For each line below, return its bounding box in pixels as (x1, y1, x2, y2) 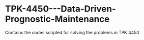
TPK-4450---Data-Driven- (5, 3, 116, 14)
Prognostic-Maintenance (5, 13, 110, 25)
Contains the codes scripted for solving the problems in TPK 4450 (5, 29, 140, 35)
